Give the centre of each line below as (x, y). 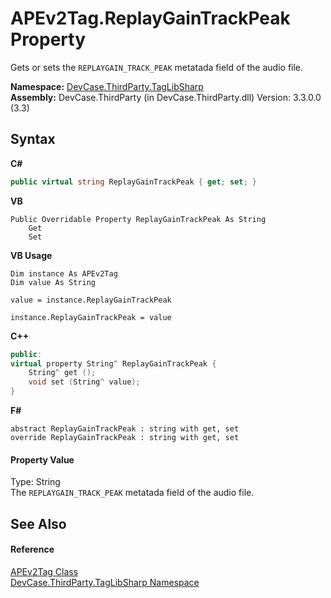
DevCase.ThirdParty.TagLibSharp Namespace (105, 582)
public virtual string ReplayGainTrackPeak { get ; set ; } (133, 182)
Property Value (42, 459)
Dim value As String (53, 282)
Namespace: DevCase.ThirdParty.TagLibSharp (107, 86)
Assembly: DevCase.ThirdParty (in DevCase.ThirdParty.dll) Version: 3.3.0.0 (166, 97)
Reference (32, 549)
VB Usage (31, 255)
